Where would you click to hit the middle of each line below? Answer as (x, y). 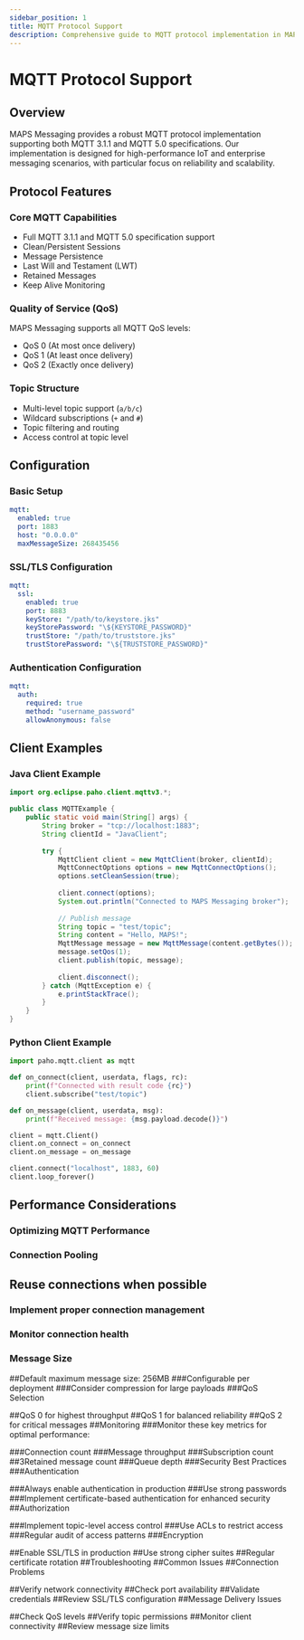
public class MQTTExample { (62, 809)
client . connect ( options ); (106, 893)
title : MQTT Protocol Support (66, 26)
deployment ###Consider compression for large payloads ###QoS (134, 1388)
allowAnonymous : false (68, 720)
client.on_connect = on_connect (70, 1144)
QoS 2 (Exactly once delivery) (78, 365)
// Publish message (94, 918)
